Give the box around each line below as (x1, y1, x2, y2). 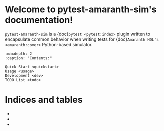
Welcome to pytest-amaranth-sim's (5, 4, 157, 15)
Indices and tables (5, 94, 83, 106)
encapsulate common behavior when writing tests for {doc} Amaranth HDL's (5, 36, 159, 42)
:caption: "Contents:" (5, 55, 52, 61)
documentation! (5, 14, 73, 26)
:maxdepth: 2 (5, 51, 32, 56)
